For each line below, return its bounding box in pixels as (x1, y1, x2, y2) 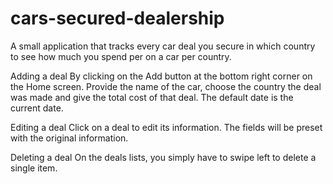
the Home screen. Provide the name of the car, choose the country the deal (10, 80, 322, 92)
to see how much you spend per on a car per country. (10, 50, 232, 62)
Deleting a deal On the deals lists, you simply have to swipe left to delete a (10, 151, 317, 163)
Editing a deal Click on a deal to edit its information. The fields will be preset (10, 121, 323, 133)
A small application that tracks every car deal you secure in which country (10, 40, 316, 52)
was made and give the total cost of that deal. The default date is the (10, 91, 294, 103)
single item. (10, 162, 58, 174)
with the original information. (10, 132, 129, 144)
